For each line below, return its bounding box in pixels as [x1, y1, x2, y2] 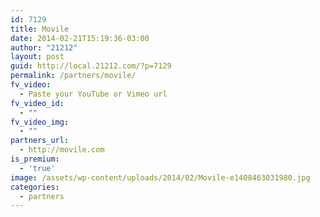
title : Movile [10, 24, 70, 34]
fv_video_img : [10, 117, 70, 127]
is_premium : [10, 154, 60, 164]
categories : [10, 182, 60, 192]
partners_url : [10, 136, 70, 146]
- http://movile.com [19, 145, 105, 155]
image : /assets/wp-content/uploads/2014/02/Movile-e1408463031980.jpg [10, 172, 311, 183]
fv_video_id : [10, 98, 65, 108]
